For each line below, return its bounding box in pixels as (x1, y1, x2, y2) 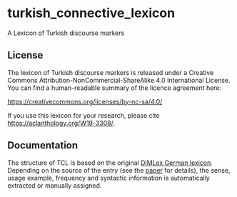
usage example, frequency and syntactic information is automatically (7, 173, 211, 182)
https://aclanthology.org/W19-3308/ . (7, 118, 116, 127)
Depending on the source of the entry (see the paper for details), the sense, (7, 166, 231, 174)
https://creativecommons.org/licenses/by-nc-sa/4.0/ (7, 97, 163, 106)
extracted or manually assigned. (7, 181, 102, 190)
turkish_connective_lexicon (7, 5, 176, 21)
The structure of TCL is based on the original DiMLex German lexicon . (7, 158, 213, 167)
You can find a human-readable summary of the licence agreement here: (7, 84, 222, 92)
